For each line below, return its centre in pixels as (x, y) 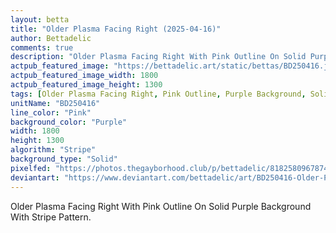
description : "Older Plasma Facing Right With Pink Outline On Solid (158, 57)
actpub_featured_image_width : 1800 (84, 76)
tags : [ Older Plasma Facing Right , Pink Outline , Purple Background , (158, 94)
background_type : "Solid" (64, 159)
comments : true (42, 47)
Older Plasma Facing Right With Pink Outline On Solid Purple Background (161, 206)
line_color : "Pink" (51, 112)
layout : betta (40, 19)
